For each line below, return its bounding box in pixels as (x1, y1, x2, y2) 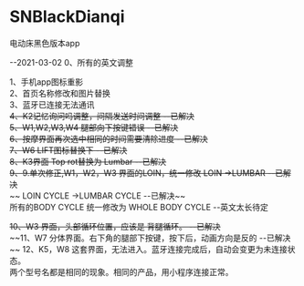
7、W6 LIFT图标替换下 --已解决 (9, 144, 128, 156)
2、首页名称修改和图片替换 (9, 87, 111, 98)
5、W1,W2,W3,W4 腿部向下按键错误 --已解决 (9, 121, 179, 133)
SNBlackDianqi (9, 6, 125, 27)
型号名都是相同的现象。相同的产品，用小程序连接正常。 (25, 266, 234, 277)
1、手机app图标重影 (9, 76, 84, 87)
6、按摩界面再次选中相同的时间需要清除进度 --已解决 (9, 133, 208, 144)
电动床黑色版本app (9, 37, 80, 48)
